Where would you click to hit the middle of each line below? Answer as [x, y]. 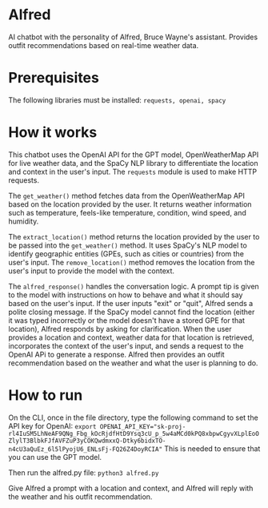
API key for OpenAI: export [52, 425]
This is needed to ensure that [212, 448]
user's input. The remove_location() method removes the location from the [132, 262]
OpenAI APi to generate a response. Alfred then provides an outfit [117, 354]
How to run [46, 395]
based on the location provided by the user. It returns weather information [130, 204]
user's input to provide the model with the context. [91, 271]
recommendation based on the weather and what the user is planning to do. [133, 363]
